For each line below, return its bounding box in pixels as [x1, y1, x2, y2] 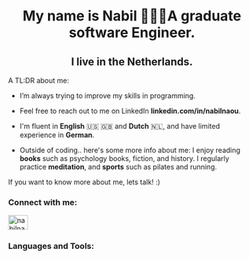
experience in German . [19, 130, 95, 140]
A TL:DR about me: [8, 76, 69, 85]
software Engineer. [68, 24, 196, 42]
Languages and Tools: [8, 241, 94, 252]
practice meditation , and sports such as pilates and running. [19, 162, 218, 171]
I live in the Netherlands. [71, 55, 193, 68]
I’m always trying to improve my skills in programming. [19, 91, 196, 100]
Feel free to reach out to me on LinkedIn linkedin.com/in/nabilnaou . [19, 106, 241, 115]
